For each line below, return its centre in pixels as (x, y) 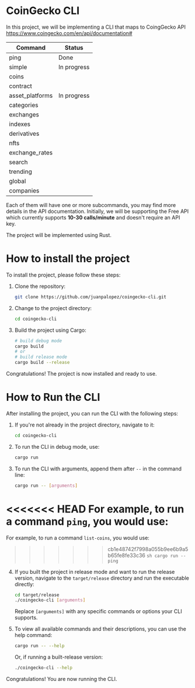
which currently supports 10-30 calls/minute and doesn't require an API (93, 217)
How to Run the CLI (53, 398)
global (18, 181)
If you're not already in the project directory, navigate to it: (84, 425)
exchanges (24, 114)
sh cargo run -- (166, 556)
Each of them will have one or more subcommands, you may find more (91, 205)
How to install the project (68, 259)
